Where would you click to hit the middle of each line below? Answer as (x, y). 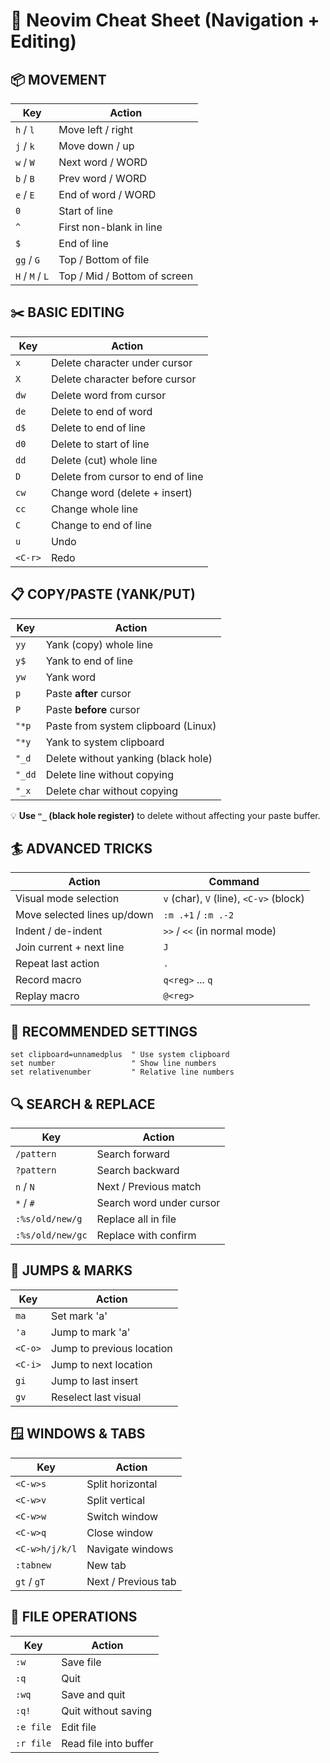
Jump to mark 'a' (90, 1332)
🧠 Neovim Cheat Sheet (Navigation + (165, 20)
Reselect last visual (96, 1397)
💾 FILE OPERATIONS (74, 1617)
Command (234, 882)
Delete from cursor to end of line (127, 476)
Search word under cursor (158, 1203)
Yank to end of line (89, 661)
